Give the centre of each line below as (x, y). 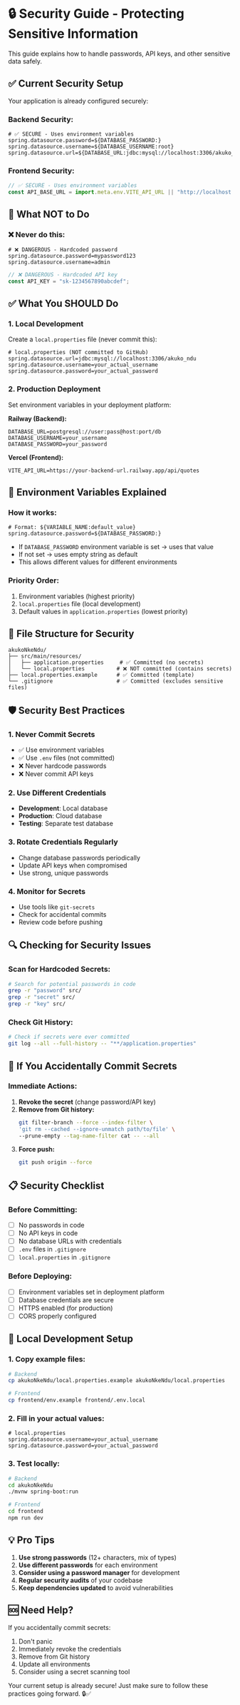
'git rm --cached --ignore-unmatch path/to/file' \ (96, 1129)
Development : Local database (63, 808)
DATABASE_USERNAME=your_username (58, 438)
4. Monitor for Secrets (47, 891)
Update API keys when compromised (73, 865)
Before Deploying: (40, 1277)
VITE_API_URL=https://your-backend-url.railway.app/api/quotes (104, 471)
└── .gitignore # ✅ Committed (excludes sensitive (116, 682)
